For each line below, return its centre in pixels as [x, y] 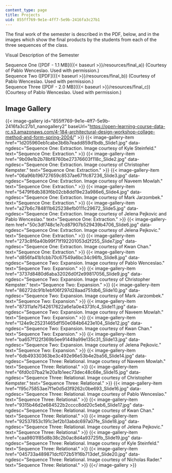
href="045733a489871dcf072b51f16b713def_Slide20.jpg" [66, 454]
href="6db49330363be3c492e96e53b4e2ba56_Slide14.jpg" [70, 356]
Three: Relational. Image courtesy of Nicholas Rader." [105, 460]
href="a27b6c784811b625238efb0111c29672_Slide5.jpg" [66, 208]
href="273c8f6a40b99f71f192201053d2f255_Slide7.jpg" [65, 241]
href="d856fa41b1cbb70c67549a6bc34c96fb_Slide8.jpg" [66, 258]
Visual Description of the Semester [42, 55]
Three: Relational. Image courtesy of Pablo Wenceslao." [108, 394]
